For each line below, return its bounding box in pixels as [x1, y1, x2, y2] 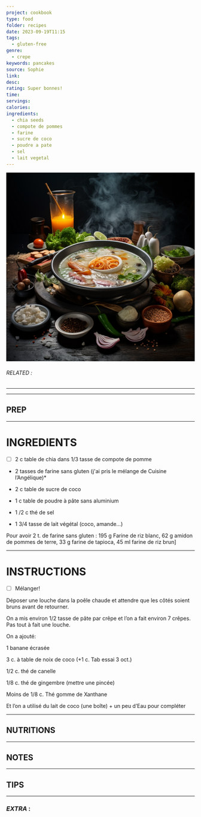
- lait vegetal [11, 155, 50, 161]
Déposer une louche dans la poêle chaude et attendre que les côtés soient [6, 597, 190, 604]
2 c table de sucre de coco [14, 485, 81, 492]
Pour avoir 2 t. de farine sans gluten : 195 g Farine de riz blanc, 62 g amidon [6, 532, 193, 539]
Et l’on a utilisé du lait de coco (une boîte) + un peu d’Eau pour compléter [6, 702, 186, 709]
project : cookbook [6, 10, 52, 16]
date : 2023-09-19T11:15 [6, 29, 66, 35]
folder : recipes [6, 22, 47, 28]
